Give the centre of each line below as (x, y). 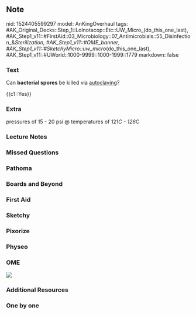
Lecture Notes (27, 137)
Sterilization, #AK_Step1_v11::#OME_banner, (67, 42)
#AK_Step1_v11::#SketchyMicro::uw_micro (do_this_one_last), (78, 49)
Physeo (17, 247)
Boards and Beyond (35, 184)
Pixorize (18, 231)
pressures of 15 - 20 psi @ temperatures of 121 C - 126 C (73, 122)
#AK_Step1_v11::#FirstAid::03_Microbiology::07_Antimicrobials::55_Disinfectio (98, 36)
